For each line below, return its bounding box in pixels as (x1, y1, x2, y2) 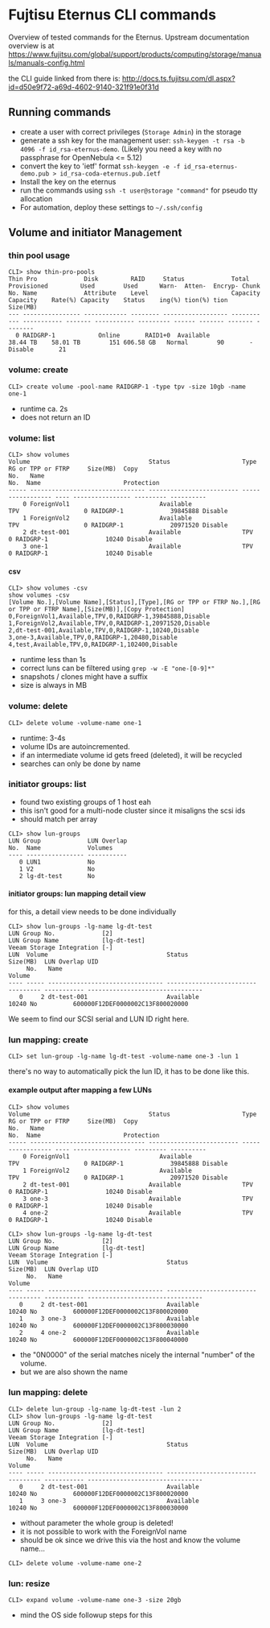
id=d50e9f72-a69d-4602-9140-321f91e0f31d (8, 82, 159, 92)
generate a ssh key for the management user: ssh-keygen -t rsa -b (19, 135, 245, 145)
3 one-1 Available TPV (22, 542, 253, 551)
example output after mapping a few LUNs (8, 1085, 153, 1095)
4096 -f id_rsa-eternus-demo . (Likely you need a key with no (19, 143, 223, 154)
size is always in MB (19, 681, 87, 690)
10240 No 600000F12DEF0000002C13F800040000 (8, 1336, 189, 1344)
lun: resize (8, 1577, 51, 1589)
